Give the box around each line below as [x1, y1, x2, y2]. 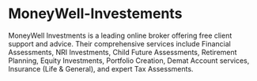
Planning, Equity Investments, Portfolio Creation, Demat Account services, [8, 56, 250, 65]
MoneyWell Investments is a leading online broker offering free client [8, 31, 232, 40]
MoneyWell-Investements [8, 5, 183, 23]
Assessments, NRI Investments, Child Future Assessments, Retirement [8, 47, 237, 57]
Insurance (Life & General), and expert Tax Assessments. [8, 64, 194, 73]
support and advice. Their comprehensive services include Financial [8, 39, 231, 48]
